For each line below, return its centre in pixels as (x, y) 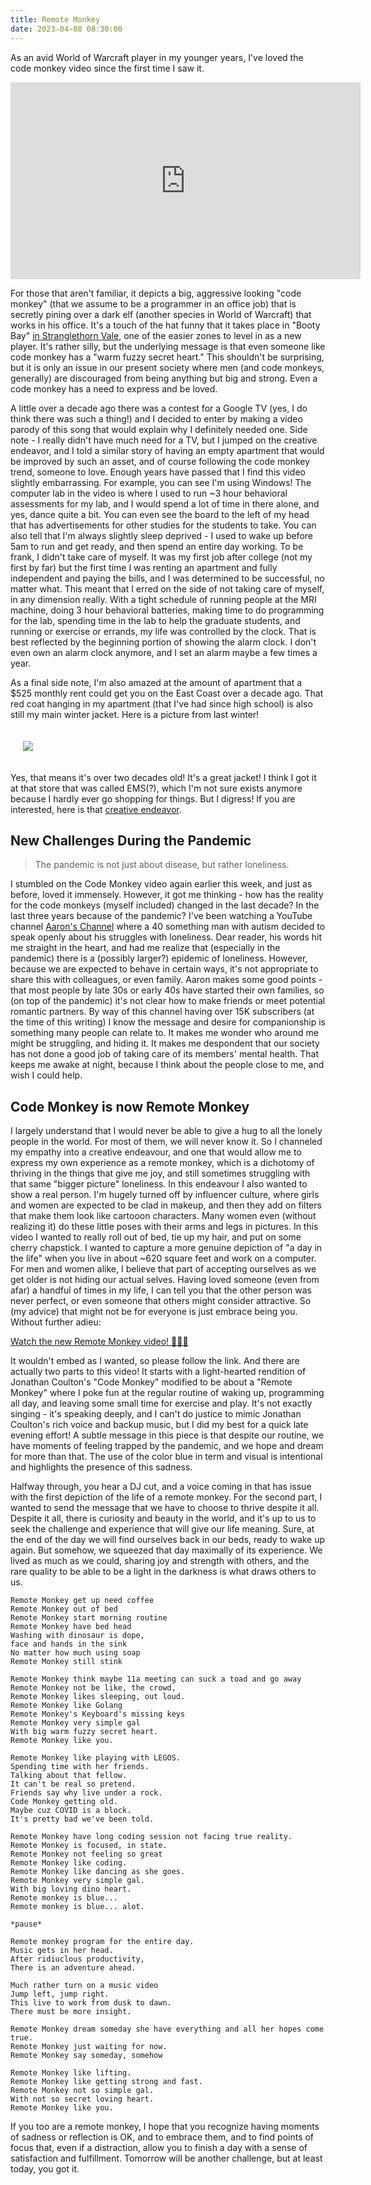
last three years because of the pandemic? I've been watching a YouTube (161, 916)
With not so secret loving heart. (82, 2099)
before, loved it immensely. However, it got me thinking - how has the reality (167, 895)
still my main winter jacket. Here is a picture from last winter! (135, 714)
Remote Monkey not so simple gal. (82, 2091)
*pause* (26, 1924)
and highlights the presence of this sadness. (101, 1467)
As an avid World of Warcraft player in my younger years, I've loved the (157, 57)
